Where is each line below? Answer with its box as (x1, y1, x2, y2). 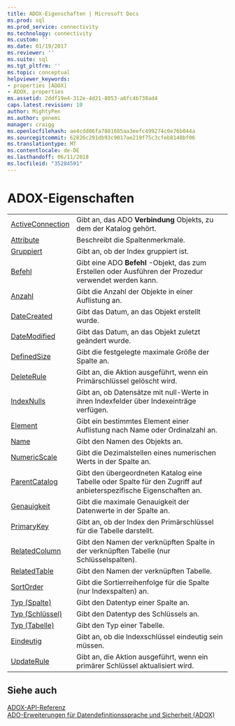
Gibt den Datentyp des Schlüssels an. (76, 609, 199, 619)
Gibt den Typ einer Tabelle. (76, 620, 165, 630)
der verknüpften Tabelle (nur (76, 546, 171, 556)
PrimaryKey (10, 521, 49, 531)
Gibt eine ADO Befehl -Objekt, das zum (76, 257, 206, 267)
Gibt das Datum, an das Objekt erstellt (76, 306, 201, 316)
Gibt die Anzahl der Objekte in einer (76, 287, 194, 296)
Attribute (10, 235, 40, 245)
